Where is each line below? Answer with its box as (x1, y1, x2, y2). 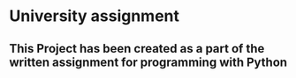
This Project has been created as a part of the (9, 41, 265, 56)
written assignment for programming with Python (9, 54, 288, 69)
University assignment (9, 6, 179, 26)
